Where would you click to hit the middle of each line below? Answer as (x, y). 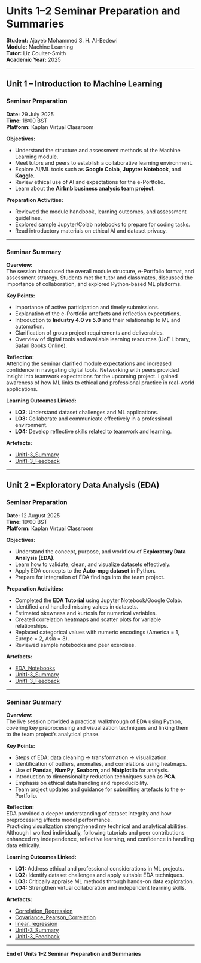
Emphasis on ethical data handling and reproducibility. (82, 783)
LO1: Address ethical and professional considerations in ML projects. (99, 868)
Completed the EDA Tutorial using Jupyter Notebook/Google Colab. (98, 600)
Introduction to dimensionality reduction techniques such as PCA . (96, 776)
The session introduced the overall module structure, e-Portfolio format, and (100, 271)
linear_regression (36, 923)
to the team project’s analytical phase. (53, 734)
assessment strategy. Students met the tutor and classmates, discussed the (100, 278)
